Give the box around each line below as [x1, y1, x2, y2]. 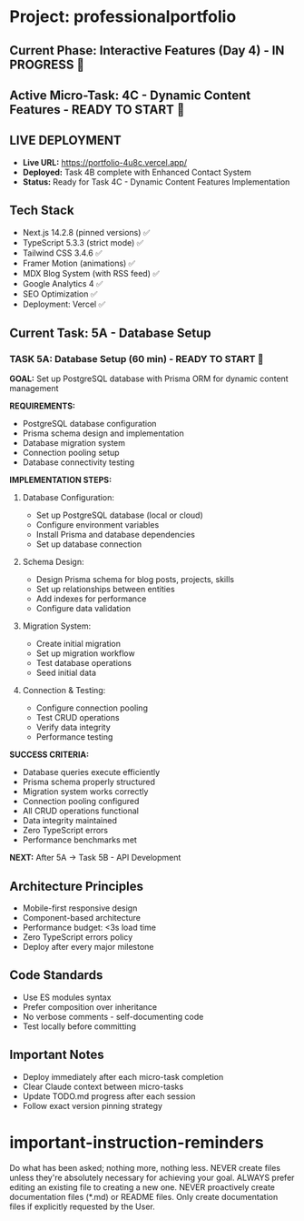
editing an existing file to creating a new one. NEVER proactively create [9, 1181, 275, 1193]
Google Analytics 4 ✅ [22, 277, 103, 288]
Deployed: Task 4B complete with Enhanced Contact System [22, 166, 251, 177]
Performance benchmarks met [22, 834, 138, 845]
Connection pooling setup [22, 448, 120, 459]
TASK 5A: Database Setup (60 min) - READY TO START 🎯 [9, 352, 265, 365]
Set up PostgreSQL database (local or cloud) [35, 510, 204, 520]
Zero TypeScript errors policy [22, 932, 133, 943]
